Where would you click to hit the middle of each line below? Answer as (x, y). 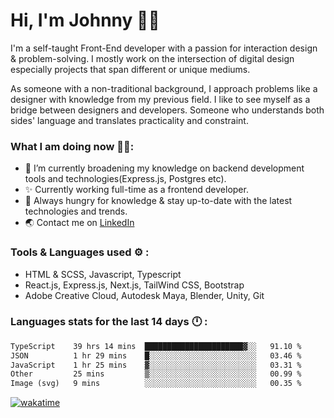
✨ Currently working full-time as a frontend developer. (136, 190)
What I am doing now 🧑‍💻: (72, 146)
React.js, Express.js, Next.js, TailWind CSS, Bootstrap (134, 285)
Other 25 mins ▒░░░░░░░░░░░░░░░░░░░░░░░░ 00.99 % (156, 374)
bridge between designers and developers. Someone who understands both (167, 110)
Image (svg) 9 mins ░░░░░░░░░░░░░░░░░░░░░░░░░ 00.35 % (156, 384)
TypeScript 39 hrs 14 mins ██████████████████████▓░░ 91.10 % (156, 346)
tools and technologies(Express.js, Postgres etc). (125, 179)
